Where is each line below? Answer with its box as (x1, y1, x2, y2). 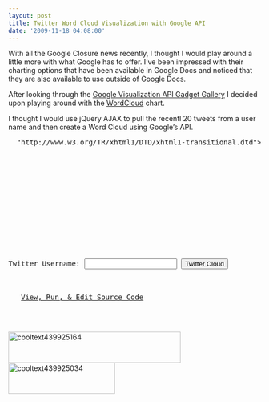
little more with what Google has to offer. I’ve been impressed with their (8, 57, 244, 67)
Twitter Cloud (185, 260, 224, 269)
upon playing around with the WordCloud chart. (8, 98, 166, 108)
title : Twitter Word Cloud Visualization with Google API (8, 19, 206, 27)
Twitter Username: (8, 259, 81, 269)
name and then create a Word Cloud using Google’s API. (8, 122, 194, 132)
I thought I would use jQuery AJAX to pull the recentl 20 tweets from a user (8, 114, 256, 124)
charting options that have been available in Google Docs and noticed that (8, 66, 253, 75)
